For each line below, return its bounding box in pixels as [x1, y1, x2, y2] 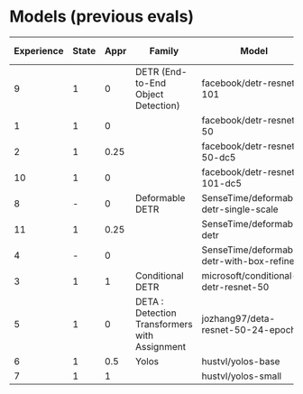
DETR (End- [134, 65, 188, 78]
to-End [134, 77, 167, 89]
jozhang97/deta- [201, 312, 276, 325]
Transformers [134, 317, 194, 330]
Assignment [134, 340, 187, 353]
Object [134, 87, 164, 100]
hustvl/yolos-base [201, 354, 280, 367]
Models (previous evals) [9, 6, 195, 27]
